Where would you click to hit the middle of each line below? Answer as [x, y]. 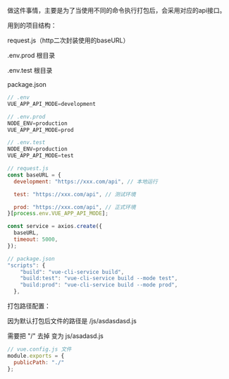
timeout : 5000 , [36, 239]
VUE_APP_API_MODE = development [52, 104]
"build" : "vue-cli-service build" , [72, 272]
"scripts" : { [26, 265]
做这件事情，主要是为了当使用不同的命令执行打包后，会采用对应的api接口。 [117, 10]
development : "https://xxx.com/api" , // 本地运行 [86, 181]
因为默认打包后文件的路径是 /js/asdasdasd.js [72, 321]
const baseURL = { [34, 175]
